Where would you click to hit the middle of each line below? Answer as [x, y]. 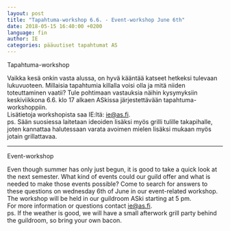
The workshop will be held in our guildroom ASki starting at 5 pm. [99, 198]
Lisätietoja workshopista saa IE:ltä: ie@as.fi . [69, 114]
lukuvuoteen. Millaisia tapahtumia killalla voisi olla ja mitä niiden [97, 85]
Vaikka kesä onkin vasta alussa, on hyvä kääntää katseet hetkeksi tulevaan [112, 78]
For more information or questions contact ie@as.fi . [80, 206]
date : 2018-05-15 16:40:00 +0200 [55, 26]
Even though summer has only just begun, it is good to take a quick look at [112, 169]
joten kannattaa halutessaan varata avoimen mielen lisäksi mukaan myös [110, 129]
